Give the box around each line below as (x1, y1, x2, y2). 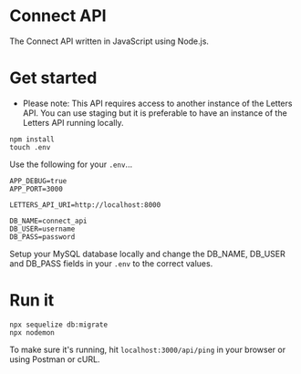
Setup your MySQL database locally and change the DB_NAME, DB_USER (9, 248, 285, 259)
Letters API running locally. (22, 117, 125, 128)
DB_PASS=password (9, 232, 76, 242)
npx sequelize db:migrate (9, 320, 108, 329)
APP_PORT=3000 (9, 184, 64, 193)
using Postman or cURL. (9, 353, 100, 365)
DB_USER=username (9, 224, 76, 234)
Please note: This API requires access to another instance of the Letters (22, 98, 293, 109)
